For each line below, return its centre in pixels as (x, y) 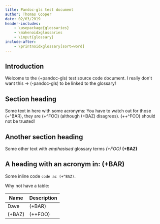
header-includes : (23, 23)
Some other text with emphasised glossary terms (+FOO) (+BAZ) (71, 149)
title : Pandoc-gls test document (39, 10)
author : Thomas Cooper (28, 14)
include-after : (21, 42)
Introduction (25, 66)
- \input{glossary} (34, 37)
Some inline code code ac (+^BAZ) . (41, 176)
